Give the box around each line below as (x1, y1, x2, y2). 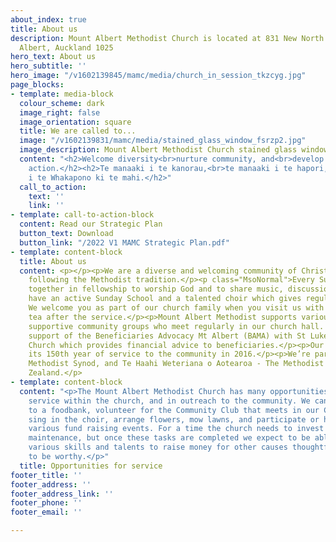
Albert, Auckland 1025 (19, 42, 114, 53)
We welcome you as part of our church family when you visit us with (28, 303, 325, 313)
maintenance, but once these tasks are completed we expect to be (28, 433, 311, 443)
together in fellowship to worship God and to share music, (28, 284, 284, 295)
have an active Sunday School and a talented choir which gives (28, 294, 302, 304)
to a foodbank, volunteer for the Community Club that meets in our (28, 405, 320, 415)
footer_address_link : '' (10, 489, 114, 499)
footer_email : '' (10, 507, 83, 518)
